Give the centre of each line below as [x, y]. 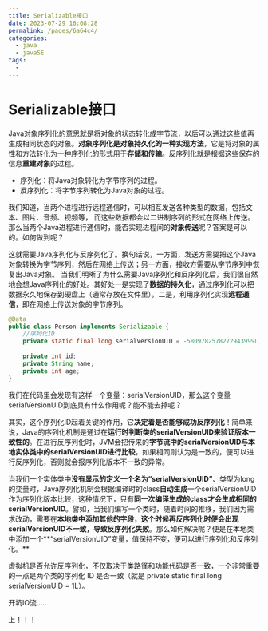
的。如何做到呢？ [36, 237]
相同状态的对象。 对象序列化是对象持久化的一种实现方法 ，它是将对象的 [137, 143]
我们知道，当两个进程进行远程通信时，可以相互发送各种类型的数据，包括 [127, 207]
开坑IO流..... [28, 602]
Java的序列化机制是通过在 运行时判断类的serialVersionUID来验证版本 [135, 431]
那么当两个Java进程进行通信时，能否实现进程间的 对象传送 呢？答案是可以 [128, 227]
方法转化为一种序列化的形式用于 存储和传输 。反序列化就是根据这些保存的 [141, 153]
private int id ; [50, 356]
